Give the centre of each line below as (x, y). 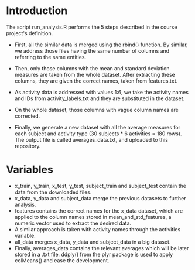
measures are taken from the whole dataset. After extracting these (95, 74)
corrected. (27, 116)
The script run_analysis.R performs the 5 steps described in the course (92, 27)
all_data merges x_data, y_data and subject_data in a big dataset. (93, 242)
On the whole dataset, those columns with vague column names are (96, 110)
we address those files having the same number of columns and (92, 50)
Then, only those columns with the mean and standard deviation (92, 68)
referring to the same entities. (50, 57)
